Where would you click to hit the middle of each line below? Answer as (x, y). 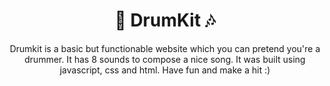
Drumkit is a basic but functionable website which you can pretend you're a (165, 48)
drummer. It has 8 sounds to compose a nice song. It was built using (165, 59)
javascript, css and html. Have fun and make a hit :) (165, 70)
